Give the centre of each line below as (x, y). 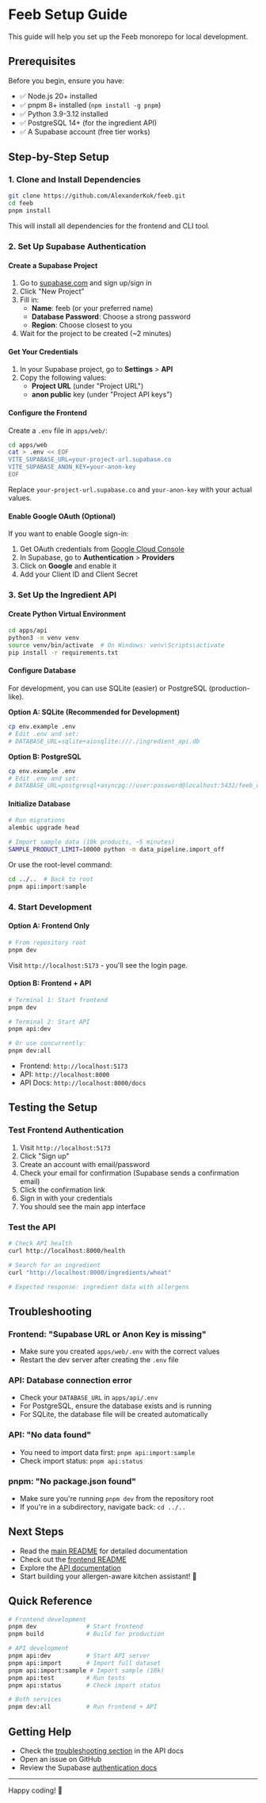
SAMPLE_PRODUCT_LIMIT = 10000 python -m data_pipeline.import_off (116, 850)
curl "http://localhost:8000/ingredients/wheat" (90, 1273)
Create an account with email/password (85, 1164)
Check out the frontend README (73, 1559)
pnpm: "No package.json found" (72, 1481)
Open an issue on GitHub (61, 1759)
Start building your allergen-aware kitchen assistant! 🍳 (108, 1576)
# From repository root (47, 942)
